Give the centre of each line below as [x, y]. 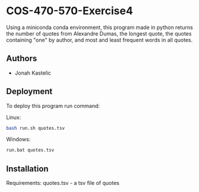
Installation [27, 169]
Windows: [18, 139]
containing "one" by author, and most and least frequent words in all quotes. [99, 40]
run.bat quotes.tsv [30, 150]
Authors [22, 58]
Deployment [29, 92]
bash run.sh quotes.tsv [36, 128]
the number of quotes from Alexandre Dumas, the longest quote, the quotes [99, 33]
